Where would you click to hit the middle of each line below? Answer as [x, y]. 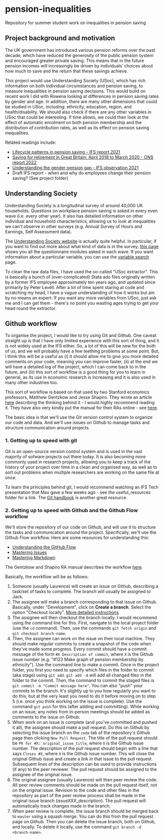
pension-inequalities [48, 9]
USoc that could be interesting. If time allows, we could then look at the [77, 117]
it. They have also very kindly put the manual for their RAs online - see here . [82, 408]
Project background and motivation [60, 38]
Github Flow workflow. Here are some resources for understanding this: [77, 537]
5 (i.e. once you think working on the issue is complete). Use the [77, 701]
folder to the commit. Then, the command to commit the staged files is [83, 680]
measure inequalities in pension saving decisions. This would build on [75, 91]
